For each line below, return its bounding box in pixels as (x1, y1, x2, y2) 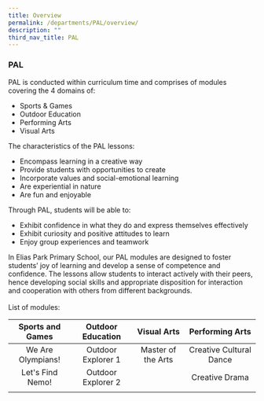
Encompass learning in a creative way (19, 156, 143, 166)
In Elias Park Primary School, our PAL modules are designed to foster (8, 252, 232, 262)
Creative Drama (191, 371, 249, 382)
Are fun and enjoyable (19, 189, 92, 199)
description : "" (8, 26, 61, 34)
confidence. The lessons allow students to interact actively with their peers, (8, 269, 253, 278)
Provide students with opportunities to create (19, 164, 167, 174)
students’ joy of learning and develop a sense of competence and (8, 260, 221, 270)
